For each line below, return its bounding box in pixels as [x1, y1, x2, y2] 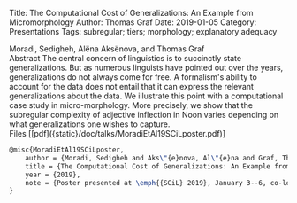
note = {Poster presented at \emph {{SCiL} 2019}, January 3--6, [25, 178, 267, 187]
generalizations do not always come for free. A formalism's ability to [9, 72, 258, 82]
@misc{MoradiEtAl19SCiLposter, [9, 145, 125, 154]
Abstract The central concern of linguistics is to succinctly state [9, 53, 241, 63]
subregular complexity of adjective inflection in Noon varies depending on [9, 110, 279, 120]
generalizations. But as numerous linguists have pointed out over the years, [9, 62, 284, 73]
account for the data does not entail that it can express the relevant [9, 82, 255, 91]
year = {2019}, [25, 170, 81, 179]
